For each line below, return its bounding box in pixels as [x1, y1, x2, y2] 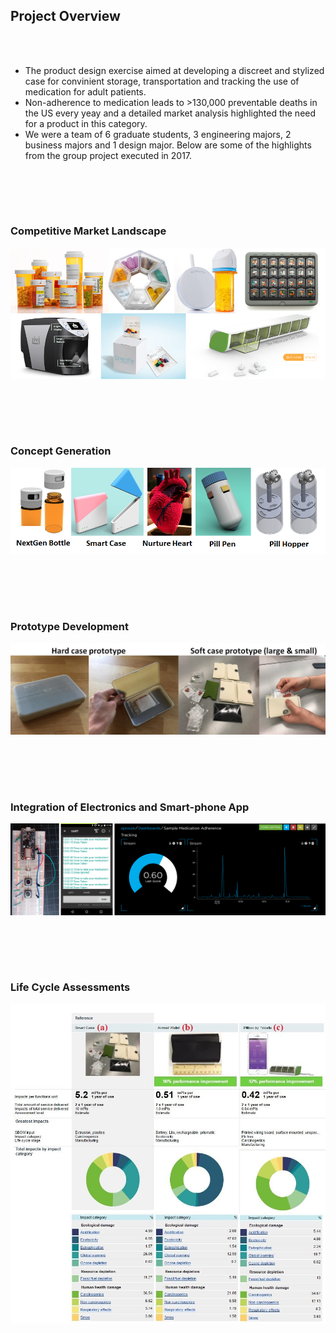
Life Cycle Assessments [10, 980, 131, 994]
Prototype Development [10, 619, 130, 633]
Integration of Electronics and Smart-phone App [10, 800, 250, 814]
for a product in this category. [24, 117, 148, 129]
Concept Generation [10, 444, 112, 458]
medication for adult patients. [24, 85, 147, 98]
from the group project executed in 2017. [24, 149, 193, 161]
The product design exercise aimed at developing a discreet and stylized [24, 64, 325, 76]
